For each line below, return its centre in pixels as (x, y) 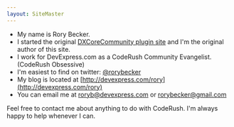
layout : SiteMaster (36, 14)
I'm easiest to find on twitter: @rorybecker (79, 72)
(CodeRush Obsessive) (50, 64)
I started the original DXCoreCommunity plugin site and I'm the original (121, 42)
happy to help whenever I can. (51, 116)
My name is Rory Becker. (53, 34)
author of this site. (43, 49)
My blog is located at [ (50, 79)
